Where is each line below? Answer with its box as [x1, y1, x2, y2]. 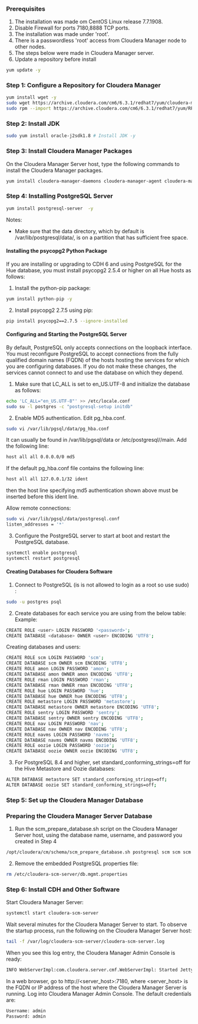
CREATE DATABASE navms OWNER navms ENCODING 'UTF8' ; [6, 737, 138, 743]
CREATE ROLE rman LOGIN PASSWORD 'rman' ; [6, 677, 110, 683]
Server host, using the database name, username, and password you [14, 831, 183, 839]
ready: [6, 955, 22, 963]
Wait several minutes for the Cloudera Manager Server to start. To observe [6, 921, 187, 928]
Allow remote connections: [6, 504, 71, 512]
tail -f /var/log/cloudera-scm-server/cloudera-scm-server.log [6, 938, 165, 945]
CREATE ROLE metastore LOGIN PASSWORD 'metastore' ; [6, 699, 136, 705]
